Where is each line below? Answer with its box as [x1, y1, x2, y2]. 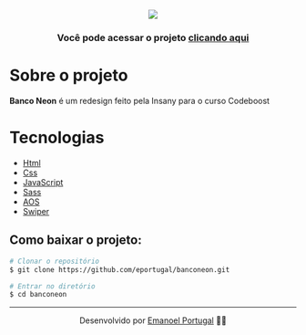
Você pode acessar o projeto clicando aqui [56, 32, 250, 45]
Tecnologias [9, 128, 105, 148]
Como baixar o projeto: [9, 233, 143, 248]
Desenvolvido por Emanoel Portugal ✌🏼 [78, 315, 228, 326]
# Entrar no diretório [9, 281, 96, 291]
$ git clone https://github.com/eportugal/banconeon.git [9, 265, 230, 274]
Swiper [22, 205, 50, 216]
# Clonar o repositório [9, 256, 100, 266]
